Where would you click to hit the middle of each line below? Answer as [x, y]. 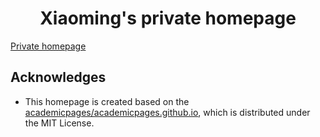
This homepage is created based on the [107, 101]
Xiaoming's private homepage [168, 18]
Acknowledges [58, 77]
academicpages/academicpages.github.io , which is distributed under [167, 112]
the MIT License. [59, 123]
